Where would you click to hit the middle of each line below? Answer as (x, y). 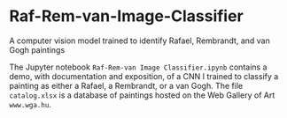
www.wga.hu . (30, 104)
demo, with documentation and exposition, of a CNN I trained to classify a (144, 76)
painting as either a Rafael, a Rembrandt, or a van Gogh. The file (126, 85)
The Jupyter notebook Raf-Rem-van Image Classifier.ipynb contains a (138, 67)
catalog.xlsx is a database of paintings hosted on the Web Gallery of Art (142, 95)
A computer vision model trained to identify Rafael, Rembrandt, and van (140, 41)
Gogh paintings (37, 49)
